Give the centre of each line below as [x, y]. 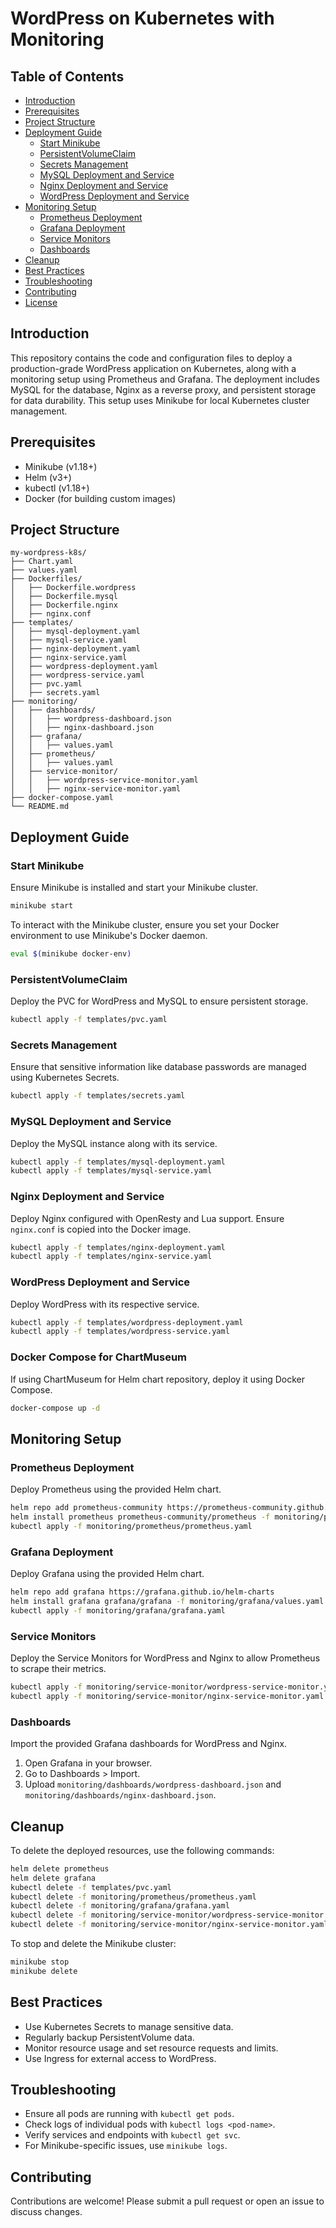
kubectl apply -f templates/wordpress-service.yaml [120, 1332]
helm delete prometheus [60, 1868]
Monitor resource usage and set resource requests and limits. [151, 2048]
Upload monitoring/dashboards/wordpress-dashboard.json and [153, 1784]
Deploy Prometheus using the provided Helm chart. [116, 1489]
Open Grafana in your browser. [88, 1763]
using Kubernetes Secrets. [65, 1078]
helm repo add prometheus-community [86, 1508]
